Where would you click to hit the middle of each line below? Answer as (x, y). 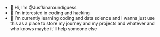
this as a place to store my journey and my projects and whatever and (82, 23)
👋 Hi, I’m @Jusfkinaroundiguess (43, 8)
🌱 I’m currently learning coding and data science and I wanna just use (83, 18)
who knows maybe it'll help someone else (54, 29)
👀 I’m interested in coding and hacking (50, 13)
